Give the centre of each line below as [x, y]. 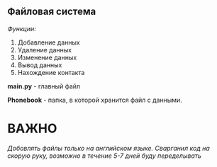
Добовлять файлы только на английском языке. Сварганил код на [109, 148]
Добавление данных [49, 42]
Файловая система [52, 12]
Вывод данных [40, 65]
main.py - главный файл [44, 86]
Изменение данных [47, 57]
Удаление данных [45, 50]
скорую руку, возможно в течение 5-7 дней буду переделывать [105, 156]
